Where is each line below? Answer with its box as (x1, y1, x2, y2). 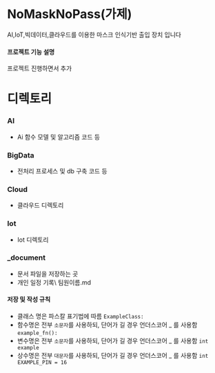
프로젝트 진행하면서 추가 (7, 64, 72, 73)
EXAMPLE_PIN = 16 (17, 359, 68, 366)
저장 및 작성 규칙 (7, 295, 51, 304)
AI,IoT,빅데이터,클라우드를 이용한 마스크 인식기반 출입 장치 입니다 (7, 30, 181, 39)
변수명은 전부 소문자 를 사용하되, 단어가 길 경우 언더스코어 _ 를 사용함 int (17, 336, 209, 345)
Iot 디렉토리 (17, 236, 49, 244)
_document (7, 253, 46, 262)
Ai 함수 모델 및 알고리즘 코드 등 (17, 133, 101, 141)
